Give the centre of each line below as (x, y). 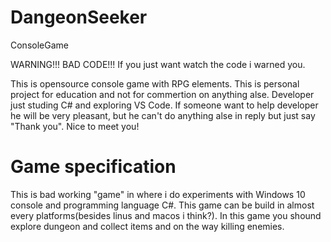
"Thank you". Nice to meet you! (75, 126)
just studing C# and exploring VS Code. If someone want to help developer (164, 105)
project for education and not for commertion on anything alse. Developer (162, 94)
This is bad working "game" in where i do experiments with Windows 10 (158, 194)
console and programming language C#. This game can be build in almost (162, 205)
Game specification (93, 167)
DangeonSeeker (79, 17)
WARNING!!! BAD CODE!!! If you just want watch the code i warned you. (158, 64)
